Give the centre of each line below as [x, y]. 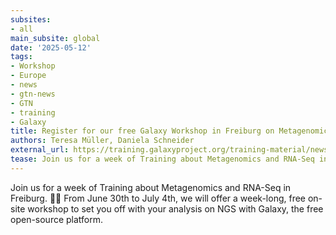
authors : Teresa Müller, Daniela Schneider [102, 141]
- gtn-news [33, 94]
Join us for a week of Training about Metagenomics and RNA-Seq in [151, 187]
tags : [21, 57]
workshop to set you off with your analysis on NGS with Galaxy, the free [175, 208]
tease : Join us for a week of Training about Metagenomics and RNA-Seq [162, 159]
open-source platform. [57, 219]
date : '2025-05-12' [51, 47]
